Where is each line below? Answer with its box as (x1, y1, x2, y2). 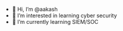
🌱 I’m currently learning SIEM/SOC (12, 18, 99, 25)
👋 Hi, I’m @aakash (12, 6, 58, 13)
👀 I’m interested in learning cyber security (12, 12, 118, 19)
